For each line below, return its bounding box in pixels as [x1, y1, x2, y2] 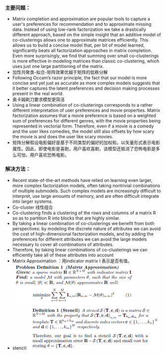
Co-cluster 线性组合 [12, 204, 53, 210]
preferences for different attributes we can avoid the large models [12, 236, 147, 242]
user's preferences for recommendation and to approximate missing [12, 21, 152, 27]
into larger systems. [12, 198, 53, 204]
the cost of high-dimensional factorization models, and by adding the [12, 231, 154, 237]
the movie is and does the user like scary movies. [12, 134, 113, 140]
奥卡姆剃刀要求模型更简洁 [12, 97, 65, 103]
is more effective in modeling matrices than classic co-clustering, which [12, 58, 160, 64]
